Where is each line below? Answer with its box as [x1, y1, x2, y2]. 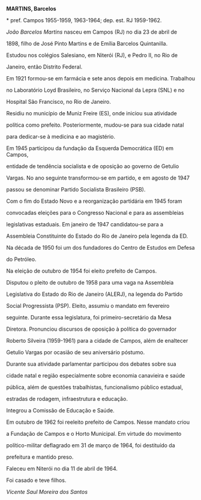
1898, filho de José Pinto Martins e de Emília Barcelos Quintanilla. [6, 40, 168, 47]
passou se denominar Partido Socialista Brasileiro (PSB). [6, 186, 146, 193]
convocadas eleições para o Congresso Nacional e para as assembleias [6, 209, 184, 216]
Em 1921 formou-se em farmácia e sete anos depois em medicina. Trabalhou [6, 75, 196, 82]
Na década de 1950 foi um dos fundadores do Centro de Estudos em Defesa [6, 244, 195, 251]
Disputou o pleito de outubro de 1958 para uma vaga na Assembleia [6, 279, 174, 286]
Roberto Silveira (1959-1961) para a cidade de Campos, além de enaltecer [6, 337, 188, 344]
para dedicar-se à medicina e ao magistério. [6, 133, 116, 140]
